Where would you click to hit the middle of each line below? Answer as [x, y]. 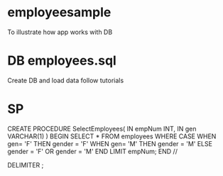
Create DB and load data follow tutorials [66, 80]
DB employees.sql [62, 61]
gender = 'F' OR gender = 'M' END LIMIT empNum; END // [92, 151]
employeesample [59, 12]
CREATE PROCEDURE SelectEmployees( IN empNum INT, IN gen [102, 128]
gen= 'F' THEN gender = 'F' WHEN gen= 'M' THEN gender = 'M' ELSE [110, 143]
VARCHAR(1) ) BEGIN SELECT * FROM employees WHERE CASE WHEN [112, 136]
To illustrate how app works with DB [60, 32]
